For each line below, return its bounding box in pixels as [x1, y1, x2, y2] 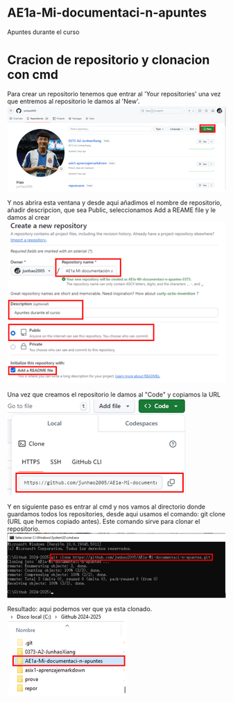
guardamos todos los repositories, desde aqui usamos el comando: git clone [7, 509, 225, 518]
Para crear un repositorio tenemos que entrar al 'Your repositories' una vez [7, 89, 221, 98]
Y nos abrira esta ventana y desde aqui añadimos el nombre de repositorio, [7, 198, 222, 207]
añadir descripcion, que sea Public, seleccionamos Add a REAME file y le [7, 206, 216, 214]
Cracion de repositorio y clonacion [7, 52, 210, 68]
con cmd [7, 67, 59, 82]
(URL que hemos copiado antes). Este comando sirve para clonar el [7, 517, 200, 525]
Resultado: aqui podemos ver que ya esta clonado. [7, 605, 153, 613]
